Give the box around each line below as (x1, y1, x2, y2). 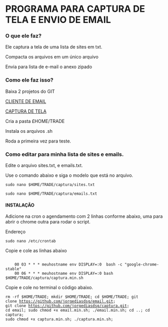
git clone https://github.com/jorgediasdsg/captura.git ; (5, 303, 130, 309)
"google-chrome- (124, 262, 159, 267)
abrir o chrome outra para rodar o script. (5, 219, 91, 225)
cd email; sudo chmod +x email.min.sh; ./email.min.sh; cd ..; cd (5, 308, 150, 313)
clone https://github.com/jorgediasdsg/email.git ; (5, 299, 116, 304)
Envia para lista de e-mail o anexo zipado (5, 64, 92, 70)
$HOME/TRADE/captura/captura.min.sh (5, 275, 83, 281)
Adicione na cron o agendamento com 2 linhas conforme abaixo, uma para (5, 213, 163, 219)
